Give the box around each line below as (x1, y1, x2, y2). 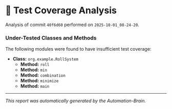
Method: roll (20, 61, 50, 68)
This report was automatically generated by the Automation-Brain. (5, 98, 146, 104)
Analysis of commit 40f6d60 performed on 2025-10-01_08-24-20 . (5, 21, 140, 28)
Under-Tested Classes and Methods (5, 34, 97, 41)
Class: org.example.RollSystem (12, 56, 78, 62)
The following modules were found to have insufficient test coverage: (5, 46, 152, 52)
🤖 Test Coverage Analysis (5, 5, 117, 16)
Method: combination (20, 72, 66, 78)
